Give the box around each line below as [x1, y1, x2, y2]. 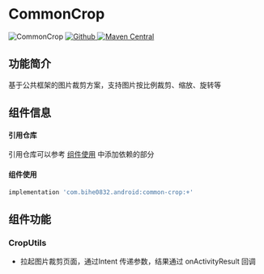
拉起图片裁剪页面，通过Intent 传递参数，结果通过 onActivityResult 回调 [19, 256, 257, 267]
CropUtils [8, 237, 47, 248]
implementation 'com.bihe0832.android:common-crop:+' [8, 188, 194, 196]
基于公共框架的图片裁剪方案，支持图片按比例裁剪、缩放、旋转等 [8, 80, 221, 90]
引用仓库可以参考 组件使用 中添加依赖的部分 [8, 150, 155, 159]
